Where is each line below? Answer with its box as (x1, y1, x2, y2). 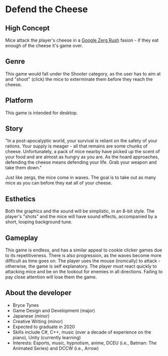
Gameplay (5, 233, 38, 242)
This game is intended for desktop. (5, 110, 78, 116)
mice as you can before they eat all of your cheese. (5, 180, 112, 186)
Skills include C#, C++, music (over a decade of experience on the (12, 329, 151, 335)
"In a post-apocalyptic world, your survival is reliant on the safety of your (5, 138, 158, 144)
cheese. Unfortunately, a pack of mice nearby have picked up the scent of (5, 149, 160, 155)
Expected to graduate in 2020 (12, 324, 75, 330)
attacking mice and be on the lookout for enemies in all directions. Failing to (5, 269, 163, 275)
